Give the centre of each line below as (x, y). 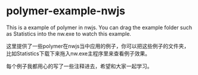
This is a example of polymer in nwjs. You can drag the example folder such (99, 27)
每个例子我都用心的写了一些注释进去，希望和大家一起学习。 (79, 66)
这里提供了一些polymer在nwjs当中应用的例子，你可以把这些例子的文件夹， (98, 46)
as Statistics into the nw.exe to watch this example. (69, 33)
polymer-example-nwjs (66, 11)
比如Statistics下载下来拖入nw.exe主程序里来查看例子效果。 (78, 53)
